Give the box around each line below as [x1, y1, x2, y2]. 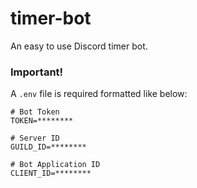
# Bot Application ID [10, 160, 101, 170]
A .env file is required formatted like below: [10, 88, 188, 100]
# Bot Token [10, 107, 60, 117]
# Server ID [10, 133, 60, 144]
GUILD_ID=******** [10, 142, 87, 152]
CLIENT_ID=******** [10, 168, 92, 179]
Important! [10, 65, 64, 79]
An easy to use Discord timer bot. [10, 40, 148, 52]
